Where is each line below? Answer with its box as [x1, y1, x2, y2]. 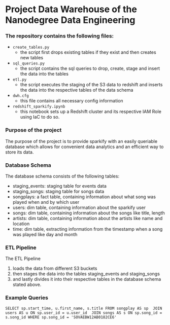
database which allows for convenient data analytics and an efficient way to [5, 143, 164, 150]
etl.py [12, 77, 27, 82]
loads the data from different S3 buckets [12, 265, 97, 272]
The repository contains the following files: [5, 32, 114, 40]
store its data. [5, 149, 34, 155]
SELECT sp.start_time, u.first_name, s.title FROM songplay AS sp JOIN [5, 306, 162, 311]
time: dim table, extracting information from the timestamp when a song [12, 226, 163, 232]
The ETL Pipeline [5, 256, 41, 262]
